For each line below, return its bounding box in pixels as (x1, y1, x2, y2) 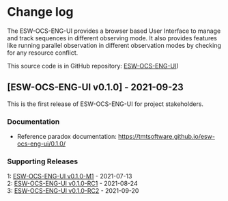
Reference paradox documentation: (16, 133, 117, 141)
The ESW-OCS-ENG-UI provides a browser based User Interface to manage (7, 27, 221, 35)
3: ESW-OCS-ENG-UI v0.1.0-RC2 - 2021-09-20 (7, 187, 139, 195)
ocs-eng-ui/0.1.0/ (16, 139, 66, 148)
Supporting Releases (7, 157, 79, 166)
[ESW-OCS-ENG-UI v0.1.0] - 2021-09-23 (7, 81, 184, 93)
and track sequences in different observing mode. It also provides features (7, 33, 217, 42)
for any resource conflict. (7, 49, 79, 57)
